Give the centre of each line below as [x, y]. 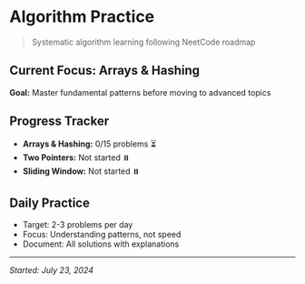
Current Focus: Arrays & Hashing [105, 71]
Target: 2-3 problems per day [78, 225]
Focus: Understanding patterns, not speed [102, 235]
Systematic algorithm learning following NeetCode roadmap [143, 42]
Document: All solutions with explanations [101, 244]
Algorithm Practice [82, 17]
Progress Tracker [59, 122]
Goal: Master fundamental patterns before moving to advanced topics [140, 92]
